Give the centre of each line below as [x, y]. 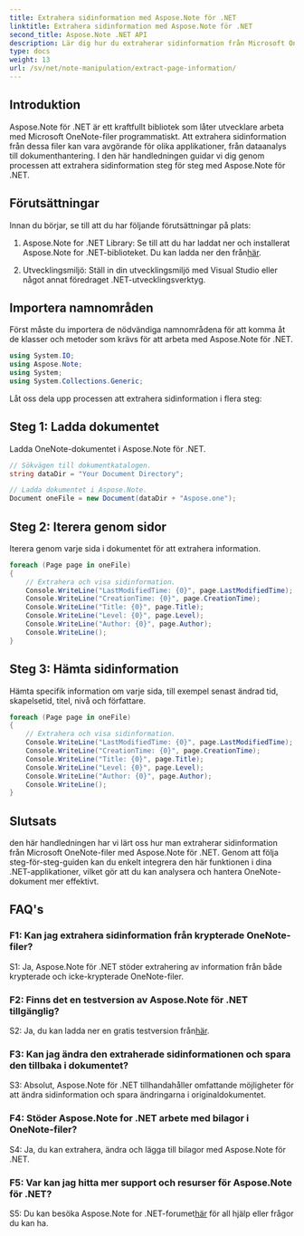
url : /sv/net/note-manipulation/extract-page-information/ [123, 69]
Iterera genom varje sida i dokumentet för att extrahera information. [135, 548]
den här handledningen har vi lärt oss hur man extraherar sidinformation [143, 843]
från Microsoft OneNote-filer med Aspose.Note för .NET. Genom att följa [144, 853]
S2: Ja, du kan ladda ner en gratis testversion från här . [109, 1031]
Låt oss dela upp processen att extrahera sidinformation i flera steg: [136, 398]
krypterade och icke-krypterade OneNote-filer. [96, 976]
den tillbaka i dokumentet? [69, 1065]
